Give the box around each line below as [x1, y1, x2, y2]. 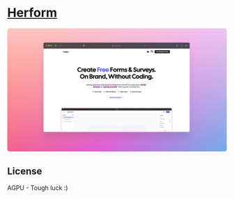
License [7, 165, 42, 177]
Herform [7, 5, 58, 21]
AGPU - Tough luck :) [7, 184, 68, 192]
